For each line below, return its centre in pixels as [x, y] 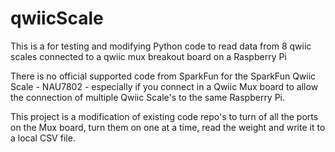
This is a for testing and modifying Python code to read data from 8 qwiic [161, 46]
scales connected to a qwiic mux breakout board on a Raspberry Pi [148, 56]
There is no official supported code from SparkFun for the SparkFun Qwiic [163, 76]
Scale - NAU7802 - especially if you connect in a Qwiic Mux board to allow [164, 86]
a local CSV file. [43, 138]
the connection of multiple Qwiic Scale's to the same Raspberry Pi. [148, 97]
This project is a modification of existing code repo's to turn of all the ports [164, 116]
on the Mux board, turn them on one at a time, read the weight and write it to [168, 127]
